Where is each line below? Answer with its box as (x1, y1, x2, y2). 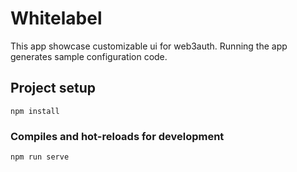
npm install (10, 106, 60, 116)
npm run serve (10, 152, 70, 162)
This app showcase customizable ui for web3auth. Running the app (10, 40, 288, 52)
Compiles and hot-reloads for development (10, 129, 225, 143)
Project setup (10, 80, 97, 97)
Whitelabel (10, 7, 103, 30)
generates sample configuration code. (10, 50, 168, 62)
